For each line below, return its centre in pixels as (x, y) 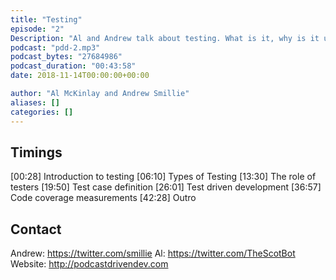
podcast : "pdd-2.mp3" (55, 47)
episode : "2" (37, 29)
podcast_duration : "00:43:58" (73, 66)
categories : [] (42, 112)
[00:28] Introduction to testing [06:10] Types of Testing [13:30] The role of (163, 177)
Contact (36, 229)
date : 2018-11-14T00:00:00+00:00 (80, 76)
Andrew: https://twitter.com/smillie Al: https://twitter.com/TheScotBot (153, 253)
